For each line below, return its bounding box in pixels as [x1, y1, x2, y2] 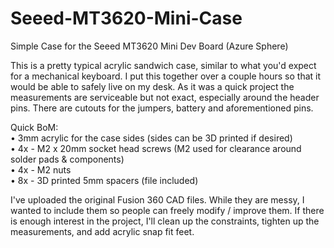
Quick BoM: [10, 121, 59, 133]
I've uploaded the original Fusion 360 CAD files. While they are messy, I [10, 193, 305, 206]
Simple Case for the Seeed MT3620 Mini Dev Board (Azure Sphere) [10, 40, 289, 52]
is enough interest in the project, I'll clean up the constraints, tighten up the [10, 215, 320, 227]
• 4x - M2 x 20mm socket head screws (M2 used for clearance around [10, 142, 302, 154]
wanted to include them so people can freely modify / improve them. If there [10, 204, 325, 216]
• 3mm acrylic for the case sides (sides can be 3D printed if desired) [10, 132, 293, 144]
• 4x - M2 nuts [10, 163, 72, 176]
